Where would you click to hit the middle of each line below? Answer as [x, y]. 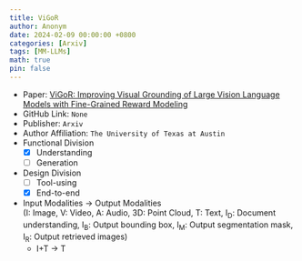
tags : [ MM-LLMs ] [40, 52]
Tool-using [56, 182]
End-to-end [58, 193]
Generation [57, 162]
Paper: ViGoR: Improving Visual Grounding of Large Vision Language [151, 94]
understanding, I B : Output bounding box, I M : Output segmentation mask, [158, 226]
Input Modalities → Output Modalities [92, 203]
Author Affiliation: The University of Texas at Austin [124, 133]
